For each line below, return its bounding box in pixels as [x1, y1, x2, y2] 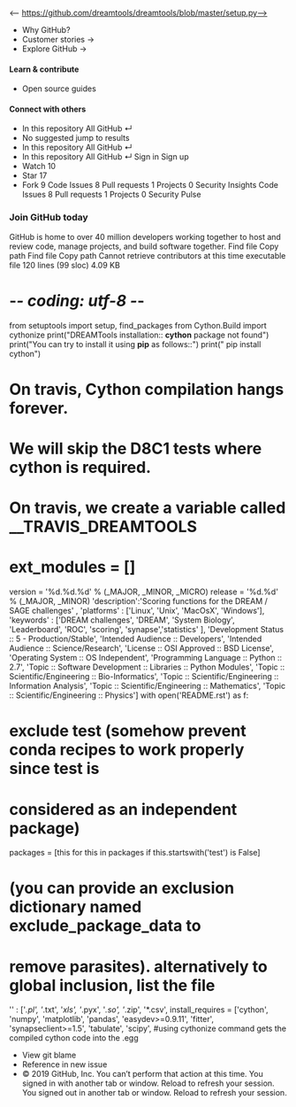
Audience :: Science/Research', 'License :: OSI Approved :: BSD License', [9, 643, 274, 654]
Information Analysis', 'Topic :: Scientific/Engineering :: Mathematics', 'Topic [9, 681, 285, 692]
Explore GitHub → [21, 43, 87, 54]
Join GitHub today [9, 212, 88, 224]
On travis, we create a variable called [9, 498, 286, 518]
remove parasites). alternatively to [9, 956, 268, 977]
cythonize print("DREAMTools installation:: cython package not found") [9, 329, 269, 340]
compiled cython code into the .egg [9, 1033, 139, 1043]
